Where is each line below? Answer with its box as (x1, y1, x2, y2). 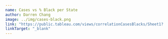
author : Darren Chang (5, 12, 51, 17)
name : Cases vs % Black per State (5, 7, 78, 13)
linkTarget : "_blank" (5, 26, 51, 31)
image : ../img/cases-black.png (5, 17, 71, 22)
